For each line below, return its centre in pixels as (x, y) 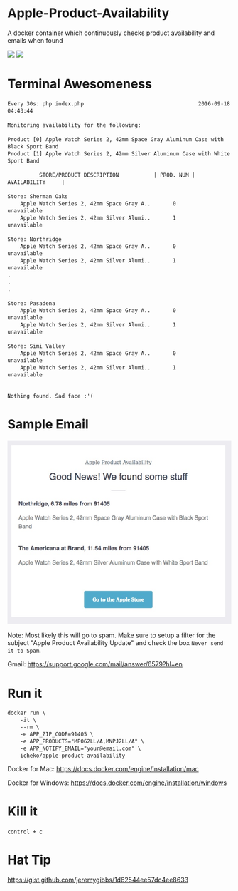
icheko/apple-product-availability (73, 756)
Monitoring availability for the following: (74, 125)
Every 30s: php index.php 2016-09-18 (119, 104)
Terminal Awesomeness (80, 84)
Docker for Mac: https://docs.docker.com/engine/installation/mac (103, 769)
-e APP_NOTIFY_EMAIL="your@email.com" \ (81, 749)
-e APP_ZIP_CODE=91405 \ (57, 735)
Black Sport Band (33, 146)
